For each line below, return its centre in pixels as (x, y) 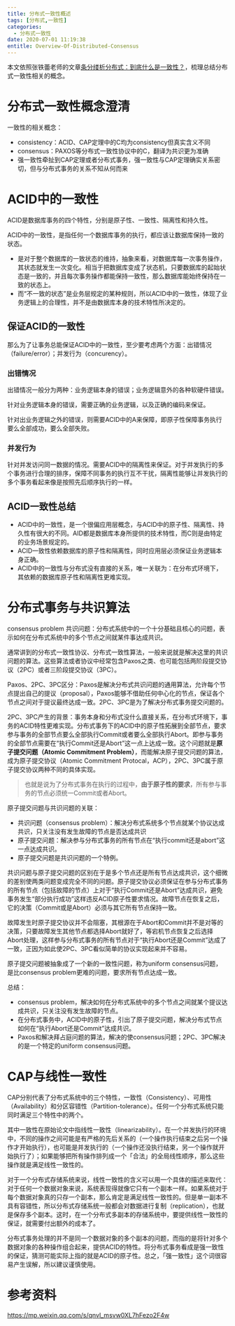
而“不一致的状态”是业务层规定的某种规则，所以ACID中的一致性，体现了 (119, 293)
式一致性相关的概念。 (38, 76)
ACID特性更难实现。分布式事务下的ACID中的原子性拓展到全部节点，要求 (123, 726)
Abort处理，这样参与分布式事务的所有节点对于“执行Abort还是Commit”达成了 (117, 940)
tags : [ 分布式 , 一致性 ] (37, 20)
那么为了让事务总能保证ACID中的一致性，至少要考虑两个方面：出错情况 (109, 344)
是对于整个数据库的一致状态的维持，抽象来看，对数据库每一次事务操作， (121, 258)
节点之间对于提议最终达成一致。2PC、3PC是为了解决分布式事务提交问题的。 (117, 702)
